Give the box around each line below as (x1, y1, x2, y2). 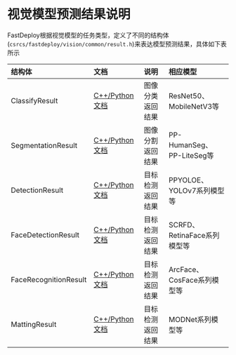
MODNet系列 (168, 314, 212, 324)
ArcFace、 (168, 264, 204, 274)
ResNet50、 (168, 91, 209, 100)
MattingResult (11, 319, 57, 329)
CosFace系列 (168, 275, 212, 285)
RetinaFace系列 (168, 230, 220, 240)
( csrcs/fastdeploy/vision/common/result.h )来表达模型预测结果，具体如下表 (7, 39, 227, 48)
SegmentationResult (11, 140, 78, 150)
